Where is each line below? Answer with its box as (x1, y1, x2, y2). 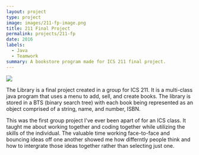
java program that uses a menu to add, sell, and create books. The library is (6, 92, 191, 100)
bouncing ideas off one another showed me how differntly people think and (6, 135, 191, 143)
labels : (6, 42, 26, 48)
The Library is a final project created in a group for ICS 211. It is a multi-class (6, 86, 193, 93)
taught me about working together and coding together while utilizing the (6, 123, 185, 130)
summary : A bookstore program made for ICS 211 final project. (6, 58, 166, 64)
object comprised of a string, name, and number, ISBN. (6, 105, 141, 112)
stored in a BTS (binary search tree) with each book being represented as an (6, 99, 193, 106)
